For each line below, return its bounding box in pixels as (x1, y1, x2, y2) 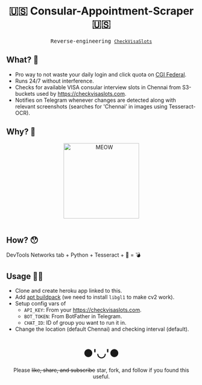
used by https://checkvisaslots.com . (36, 90, 127, 97)
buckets (14, 90, 36, 97)
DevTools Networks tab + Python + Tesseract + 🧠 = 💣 (6, 251, 141, 258)
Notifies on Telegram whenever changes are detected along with (14, 96, 177, 104)
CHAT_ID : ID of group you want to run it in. (24, 319, 127, 327)
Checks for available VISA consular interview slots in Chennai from (14, 83, 181, 91)
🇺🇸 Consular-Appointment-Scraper (8, 4, 194, 18)
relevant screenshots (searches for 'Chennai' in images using (14, 102, 168, 110)
